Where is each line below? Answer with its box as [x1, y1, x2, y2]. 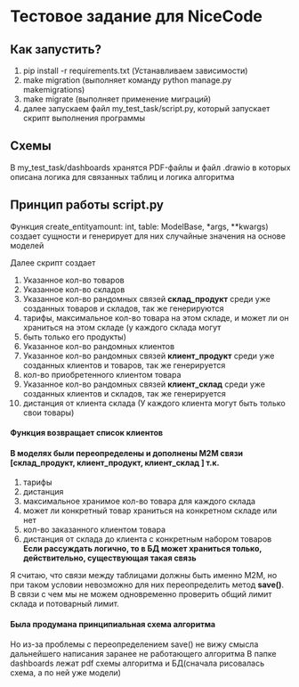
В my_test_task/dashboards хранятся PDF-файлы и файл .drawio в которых [10, 162, 291, 173]
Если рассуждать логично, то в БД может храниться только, [22, 544, 262, 554]
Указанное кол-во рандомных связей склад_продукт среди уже [22, 293, 271, 304]
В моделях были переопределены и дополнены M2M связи [10, 447, 244, 458]
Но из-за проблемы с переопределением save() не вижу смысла [10, 639, 259, 650]
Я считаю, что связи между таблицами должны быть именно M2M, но [10, 570, 278, 581]
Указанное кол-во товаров [22, 274, 125, 285]
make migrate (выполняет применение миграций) [22, 94, 212, 104]
